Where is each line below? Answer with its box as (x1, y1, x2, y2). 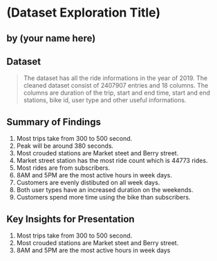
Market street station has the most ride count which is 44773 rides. (16, 157, 208, 165)
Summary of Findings (6, 116, 102, 128)
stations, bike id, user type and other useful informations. (23, 96, 187, 104)
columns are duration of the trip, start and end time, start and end (23, 88, 211, 97)
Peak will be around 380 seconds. (16, 142, 114, 150)
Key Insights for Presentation (6, 213, 135, 225)
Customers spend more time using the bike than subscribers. (16, 193, 191, 202)
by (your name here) (6, 32, 96, 44)
